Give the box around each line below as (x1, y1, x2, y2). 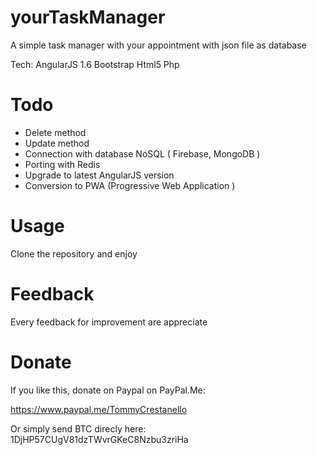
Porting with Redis (24, 158, 101, 170)
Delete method (24, 126, 87, 138)
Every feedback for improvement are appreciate (10, 316, 208, 328)
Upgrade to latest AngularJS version (24, 169, 175, 181)
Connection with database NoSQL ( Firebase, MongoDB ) (24, 147, 261, 160)
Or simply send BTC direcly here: (10, 422, 147, 435)
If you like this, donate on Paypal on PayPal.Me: (10, 384, 206, 396)
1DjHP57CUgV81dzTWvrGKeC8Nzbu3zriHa (10, 433, 189, 445)
